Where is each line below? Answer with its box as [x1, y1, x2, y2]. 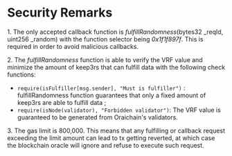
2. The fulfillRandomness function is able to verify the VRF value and [7, 55, 203, 64]
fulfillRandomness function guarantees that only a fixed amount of [17, 91, 206, 99]
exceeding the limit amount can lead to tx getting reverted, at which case [7, 133, 215, 142]
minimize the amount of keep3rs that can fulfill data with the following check [7, 63, 226, 71]
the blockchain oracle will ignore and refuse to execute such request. [7, 141, 204, 149]
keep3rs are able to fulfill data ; [17, 98, 107, 106]
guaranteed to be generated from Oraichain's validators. [17, 113, 178, 121]
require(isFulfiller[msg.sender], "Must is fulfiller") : [17, 84, 186, 92]
